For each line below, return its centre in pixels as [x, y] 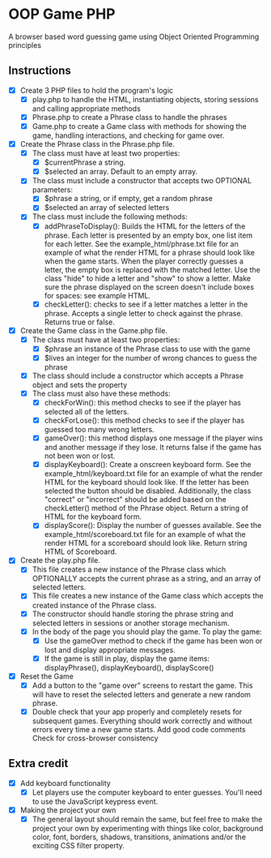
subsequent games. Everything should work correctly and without [142, 721]
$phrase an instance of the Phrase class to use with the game [147, 349]
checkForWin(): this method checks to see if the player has [142, 403]
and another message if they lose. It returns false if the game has [153, 448]
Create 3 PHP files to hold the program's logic [97, 90]
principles [25, 45]
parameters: [53, 190]
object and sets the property [80, 384]
